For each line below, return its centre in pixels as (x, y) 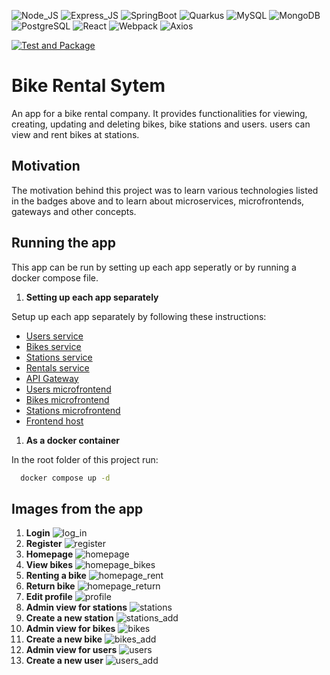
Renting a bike (56, 576)
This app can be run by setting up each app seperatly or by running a (154, 267)
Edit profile (49, 597)
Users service (54, 336)
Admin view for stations (76, 607)
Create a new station (69, 618)
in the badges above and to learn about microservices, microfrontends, (158, 201)
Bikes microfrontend (67, 399)
